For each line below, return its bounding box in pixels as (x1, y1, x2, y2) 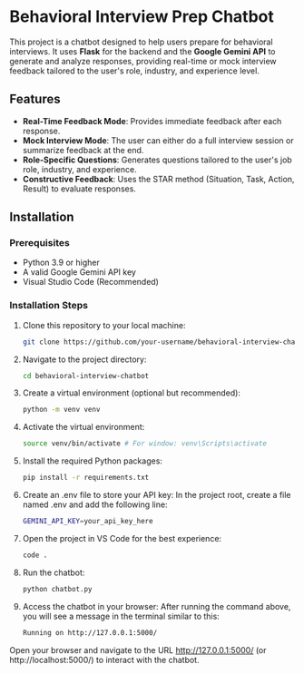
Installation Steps (9, 299, 89, 312)
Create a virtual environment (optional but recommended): (22, 387, 240, 398)
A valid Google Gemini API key (22, 267, 136, 278)
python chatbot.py (22, 584, 93, 593)
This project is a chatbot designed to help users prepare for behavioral (9, 36, 274, 47)
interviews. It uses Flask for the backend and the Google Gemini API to (9, 45, 276, 56)
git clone (22, 337, 61, 347)
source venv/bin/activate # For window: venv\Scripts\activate (22, 439, 268, 448)
